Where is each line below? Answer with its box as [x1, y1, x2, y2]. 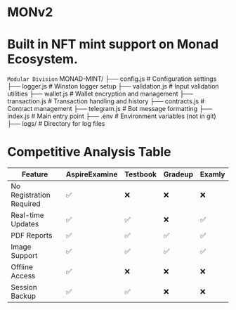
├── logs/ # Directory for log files [7, 120, 105, 128]
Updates [11, 219, 39, 229]
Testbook [124, 169, 157, 179]
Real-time [11, 210, 44, 220]
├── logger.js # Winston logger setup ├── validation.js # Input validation [7, 82, 219, 91]
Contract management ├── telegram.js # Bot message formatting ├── [7, 105, 213, 113]
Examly [199, 169, 225, 179]
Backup [11, 291, 37, 301]
